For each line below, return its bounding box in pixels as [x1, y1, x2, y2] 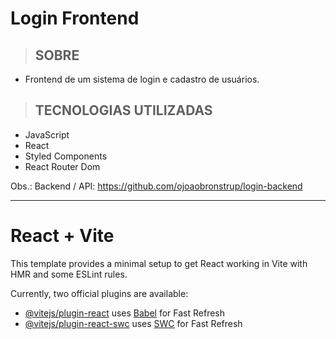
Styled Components [24, 150, 108, 162]
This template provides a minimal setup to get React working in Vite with [10, 257, 308, 269]
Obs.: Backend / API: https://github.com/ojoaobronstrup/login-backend [10, 180, 303, 192]
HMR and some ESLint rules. [10, 268, 128, 280]
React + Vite [10, 225, 115, 247]
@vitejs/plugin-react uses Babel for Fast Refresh [24, 307, 226, 319]
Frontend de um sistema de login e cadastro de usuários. [24, 73, 260, 85]
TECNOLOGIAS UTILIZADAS [34, 102, 213, 119]
